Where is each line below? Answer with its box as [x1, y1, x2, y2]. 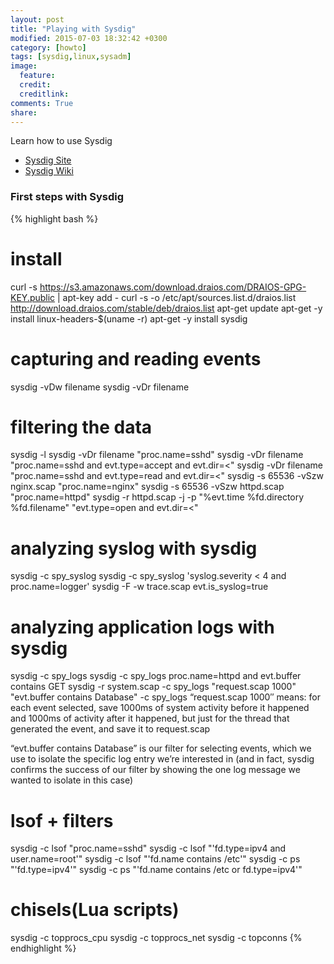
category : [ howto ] [10, 42, 87, 53]
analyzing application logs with [10, 616, 275, 638]
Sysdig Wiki [24, 165, 74, 177]
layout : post [10, 14, 65, 25]
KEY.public [10, 291, 56, 303]
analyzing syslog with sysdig [10, 537, 258, 560]
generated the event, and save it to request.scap [10, 723, 211, 735]
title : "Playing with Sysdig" [10, 24, 137, 34]
